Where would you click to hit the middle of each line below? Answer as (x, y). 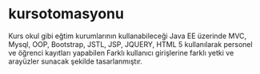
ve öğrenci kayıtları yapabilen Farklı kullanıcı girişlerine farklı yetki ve (121, 53)
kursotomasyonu (66, 14)
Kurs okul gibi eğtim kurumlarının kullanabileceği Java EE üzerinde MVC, (128, 36)
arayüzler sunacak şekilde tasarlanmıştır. (75, 61)
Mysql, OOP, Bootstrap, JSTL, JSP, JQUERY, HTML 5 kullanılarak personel (131, 44)
